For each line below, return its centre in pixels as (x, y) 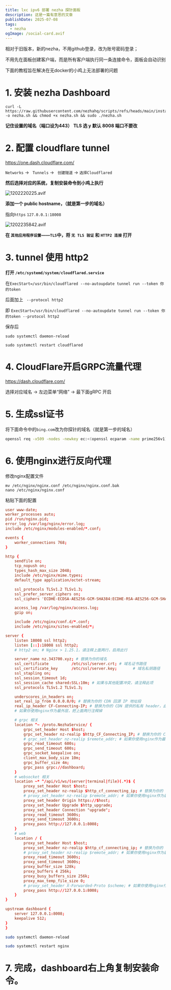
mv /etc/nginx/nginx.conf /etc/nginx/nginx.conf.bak (62, 486)
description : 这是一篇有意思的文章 (39, 15)
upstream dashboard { (28, 909)
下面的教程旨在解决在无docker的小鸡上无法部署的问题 (62, 70)
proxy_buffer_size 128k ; (50, 867)
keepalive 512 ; (31, 918)
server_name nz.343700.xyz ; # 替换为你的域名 (61, 659)
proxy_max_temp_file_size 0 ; (54, 881)
